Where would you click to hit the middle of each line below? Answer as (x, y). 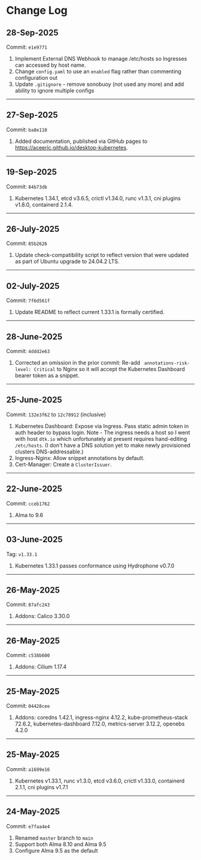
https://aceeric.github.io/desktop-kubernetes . (71, 147)
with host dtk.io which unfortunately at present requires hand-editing (101, 438)
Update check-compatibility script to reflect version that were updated (102, 255)
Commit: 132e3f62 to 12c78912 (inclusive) (56, 414)
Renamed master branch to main (54, 838)
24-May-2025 (33, 812)
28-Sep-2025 (32, 33)
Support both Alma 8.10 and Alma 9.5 (60, 844)
